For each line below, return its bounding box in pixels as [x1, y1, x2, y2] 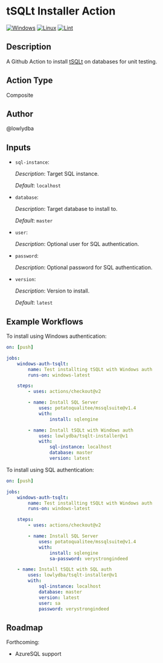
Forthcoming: [6, 639, 40, 646]
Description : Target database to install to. [14, 205, 118, 213]
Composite [6, 91, 34, 99]
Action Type [6, 76, 53, 86]
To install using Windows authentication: [6, 332, 107, 340]
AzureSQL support [14, 650, 62, 658]
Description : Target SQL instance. [14, 170, 100, 178]
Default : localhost [14, 182, 62, 189]
